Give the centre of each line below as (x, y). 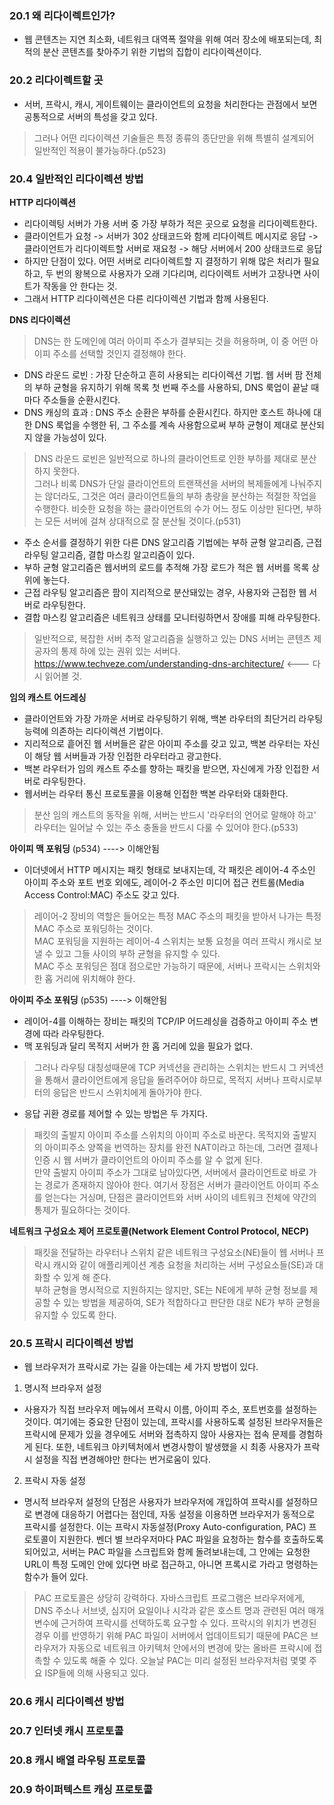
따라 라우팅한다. (73, 1033)
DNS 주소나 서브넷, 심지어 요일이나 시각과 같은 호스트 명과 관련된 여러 (169, 1611)
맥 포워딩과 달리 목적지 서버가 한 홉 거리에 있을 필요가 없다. (138, 1046)
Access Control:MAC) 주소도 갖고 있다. (101, 894)
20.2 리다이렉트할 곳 (56, 80)
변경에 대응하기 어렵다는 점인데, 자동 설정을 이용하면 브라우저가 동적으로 (175, 1514)
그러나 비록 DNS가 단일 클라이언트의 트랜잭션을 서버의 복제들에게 (160, 483)
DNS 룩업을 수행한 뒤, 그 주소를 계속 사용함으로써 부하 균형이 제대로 (166, 424)
